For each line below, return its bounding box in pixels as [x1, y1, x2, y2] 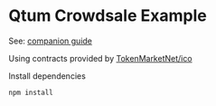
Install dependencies [8, 70, 87, 82]
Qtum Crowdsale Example [8, 5, 207, 26]
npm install [8, 88, 53, 97]
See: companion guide [8, 35, 92, 46]
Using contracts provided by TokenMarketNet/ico [8, 53, 193, 63]
